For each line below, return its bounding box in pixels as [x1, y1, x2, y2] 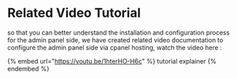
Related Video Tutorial [7, 5, 141, 21]
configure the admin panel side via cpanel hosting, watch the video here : [7, 43, 222, 51]
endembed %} [7, 64, 50, 73]
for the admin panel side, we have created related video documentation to [7, 35, 224, 44]
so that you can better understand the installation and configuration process [7, 28, 230, 37]
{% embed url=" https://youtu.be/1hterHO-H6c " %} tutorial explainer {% [7, 56, 217, 65]
